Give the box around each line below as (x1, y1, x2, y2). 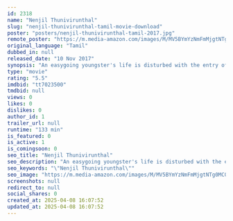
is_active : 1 (7, 139, 45, 146)
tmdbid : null (7, 87, 45, 94)
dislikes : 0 (7, 107, 42, 114)
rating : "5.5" (7, 74, 49, 82)
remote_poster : (7, 36, 51, 43)
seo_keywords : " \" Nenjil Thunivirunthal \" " (7, 164, 135, 172)
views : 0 (7, 94, 33, 101)
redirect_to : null (7, 184, 60, 191)
